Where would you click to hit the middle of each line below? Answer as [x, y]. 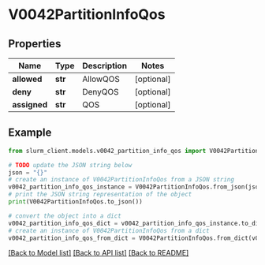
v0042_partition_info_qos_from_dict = [72, 238]
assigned [30, 105]
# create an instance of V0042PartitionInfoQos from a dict [109, 230]
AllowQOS [101, 79]
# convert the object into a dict [65, 216]
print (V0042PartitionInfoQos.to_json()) [76, 202]
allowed [27, 79]
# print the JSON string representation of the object [100, 195]
